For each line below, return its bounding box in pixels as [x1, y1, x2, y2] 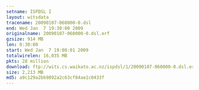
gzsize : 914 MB [6, 36, 44, 42]
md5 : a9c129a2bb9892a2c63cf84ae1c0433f [6, 75, 105, 81]
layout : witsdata [6, 14, 49, 20]
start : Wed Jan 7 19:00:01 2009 [6, 47, 89, 53]
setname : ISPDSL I [6, 8, 52, 15]
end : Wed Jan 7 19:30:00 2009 [6, 25, 84, 31]
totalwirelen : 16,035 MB [6, 53, 68, 59]
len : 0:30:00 [6, 42, 38, 48]
